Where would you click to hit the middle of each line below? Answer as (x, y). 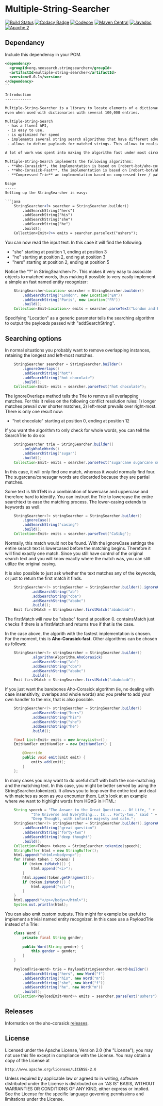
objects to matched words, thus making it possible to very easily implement (80, 276)
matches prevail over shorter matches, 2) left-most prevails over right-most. (81, 406)
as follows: (16, 644)
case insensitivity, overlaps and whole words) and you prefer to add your (78, 694)
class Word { (27, 933)
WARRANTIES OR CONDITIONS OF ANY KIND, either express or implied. (77, 1089)
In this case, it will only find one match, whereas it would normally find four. (80, 471)
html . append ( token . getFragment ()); (58, 877)
